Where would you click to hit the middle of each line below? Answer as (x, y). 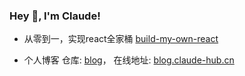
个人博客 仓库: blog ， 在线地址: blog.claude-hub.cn (129, 60)
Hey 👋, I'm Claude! (55, 16)
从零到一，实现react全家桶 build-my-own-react (121, 39)
